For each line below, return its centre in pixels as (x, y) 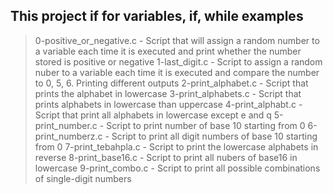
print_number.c (66, 125)
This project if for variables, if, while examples (157, 16)
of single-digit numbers (83, 178)
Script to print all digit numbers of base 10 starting (214, 136)
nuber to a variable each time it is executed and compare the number (177, 72)
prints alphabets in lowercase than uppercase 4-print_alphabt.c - (168, 104)
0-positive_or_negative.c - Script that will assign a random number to (177, 40)
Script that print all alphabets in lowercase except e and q (153, 115)
